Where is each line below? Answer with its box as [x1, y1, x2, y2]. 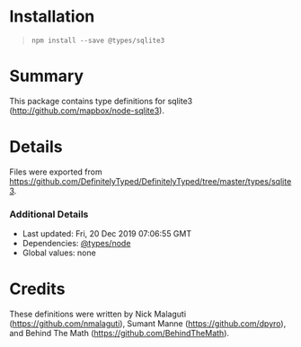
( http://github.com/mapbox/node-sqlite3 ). [9, 105, 164, 116]
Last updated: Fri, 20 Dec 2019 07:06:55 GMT [22, 228, 191, 239]
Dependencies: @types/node [22, 238, 131, 249]
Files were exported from [9, 166, 102, 177]
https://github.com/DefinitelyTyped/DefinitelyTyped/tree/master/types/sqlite [9, 175, 292, 186]
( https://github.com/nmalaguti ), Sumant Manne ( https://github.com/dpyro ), [9, 318, 287, 329]
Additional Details [9, 208, 89, 220]
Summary [9, 66, 84, 86]
